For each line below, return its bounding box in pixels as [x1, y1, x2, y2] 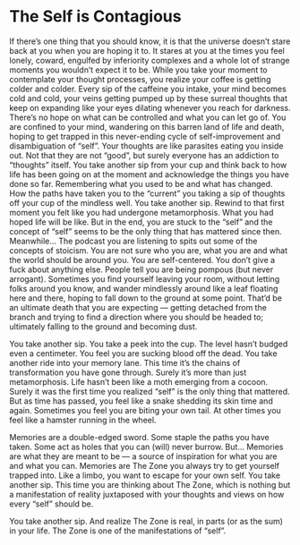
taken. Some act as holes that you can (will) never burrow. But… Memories [9, 441, 284, 452]
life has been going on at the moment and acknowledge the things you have [9, 168, 289, 180]
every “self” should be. [9, 498, 94, 509]
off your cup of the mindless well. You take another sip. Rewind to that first [9, 197, 285, 208]
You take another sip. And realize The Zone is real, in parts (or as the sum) [9, 515, 284, 526]
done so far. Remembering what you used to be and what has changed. [9, 178, 273, 189]
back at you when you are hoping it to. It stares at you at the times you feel [9, 45, 285, 55]
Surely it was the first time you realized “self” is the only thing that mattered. [9, 386, 290, 396]
